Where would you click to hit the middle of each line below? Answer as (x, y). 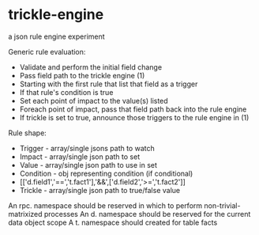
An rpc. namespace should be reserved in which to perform (105, 205)
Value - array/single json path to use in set (88, 165)
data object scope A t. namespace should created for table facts (113, 222)
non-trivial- (222, 205)
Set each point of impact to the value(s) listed (94, 100)
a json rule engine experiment (56, 36)
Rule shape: (28, 133)
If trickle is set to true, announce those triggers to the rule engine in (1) (134, 117)
